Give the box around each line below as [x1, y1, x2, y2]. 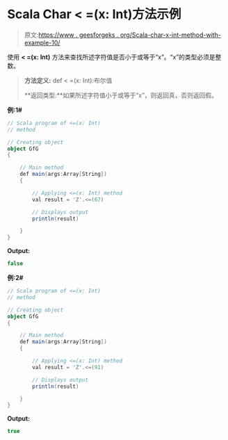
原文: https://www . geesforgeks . [24, 31, 119, 39]
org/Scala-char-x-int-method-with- [120, 31, 221, 39]
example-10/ [24, 38, 60, 47]
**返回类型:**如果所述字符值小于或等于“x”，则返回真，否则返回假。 [24, 91, 218, 99]
